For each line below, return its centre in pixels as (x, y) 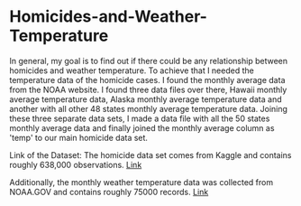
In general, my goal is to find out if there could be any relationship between (149, 61)
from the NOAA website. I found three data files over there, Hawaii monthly (148, 89)
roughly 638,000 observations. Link (76, 164)
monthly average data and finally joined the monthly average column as (142, 127)
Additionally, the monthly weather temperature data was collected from (141, 182)
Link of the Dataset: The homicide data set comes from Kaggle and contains (150, 154)
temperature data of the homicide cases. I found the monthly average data (147, 80)
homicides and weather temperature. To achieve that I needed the (132, 70)
